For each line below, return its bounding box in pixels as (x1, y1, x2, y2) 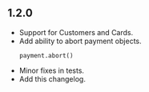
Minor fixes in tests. (18, 66, 85, 75)
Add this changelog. (18, 74, 86, 83)
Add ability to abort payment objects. (18, 36, 142, 46)
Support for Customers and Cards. (18, 27, 134, 37)
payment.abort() (18, 51, 74, 59)
